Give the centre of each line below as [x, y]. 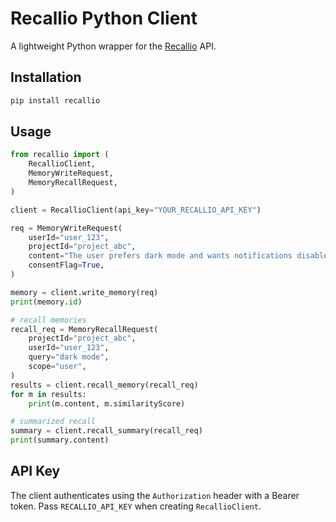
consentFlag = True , [66, 265]
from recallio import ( [60, 155]
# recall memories [48, 320]
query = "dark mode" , [69, 357]
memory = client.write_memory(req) [84, 292]
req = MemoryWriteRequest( [66, 228]
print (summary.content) [60, 440]
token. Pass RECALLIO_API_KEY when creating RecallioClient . [136, 506]
